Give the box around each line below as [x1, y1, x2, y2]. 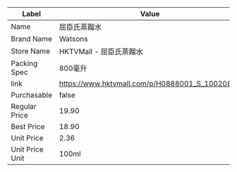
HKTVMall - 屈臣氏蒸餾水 [59, 47, 143, 56]
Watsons [59, 34, 88, 44]
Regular [11, 102, 37, 111]
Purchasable [11, 91, 53, 100]
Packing [11, 59, 38, 68]
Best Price [11, 122, 45, 131]
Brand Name [11, 34, 53, 44]
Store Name [11, 46, 51, 55]
